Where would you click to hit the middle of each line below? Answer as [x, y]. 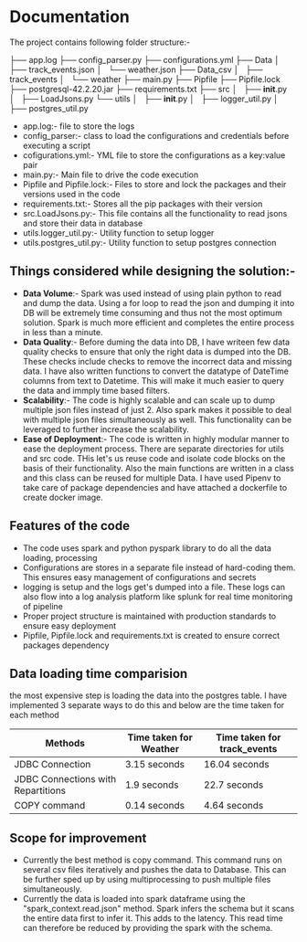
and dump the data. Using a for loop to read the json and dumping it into [159, 302]
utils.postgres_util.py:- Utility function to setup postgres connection [149, 242]
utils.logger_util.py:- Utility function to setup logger [118, 233]
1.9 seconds [152, 785]
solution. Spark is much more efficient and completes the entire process [159, 323]
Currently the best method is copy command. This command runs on [153, 860]
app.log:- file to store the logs [79, 126]
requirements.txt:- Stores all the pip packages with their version [143, 204]
